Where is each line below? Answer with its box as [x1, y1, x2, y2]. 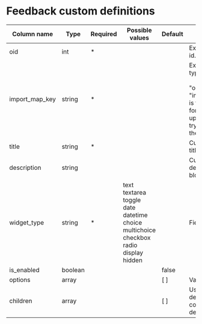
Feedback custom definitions [6, 4, 155, 18]
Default [161, 30, 183, 38]
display [123, 248, 143, 257]
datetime [123, 211, 148, 219]
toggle [123, 196, 141, 204]
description [9, 163, 41, 172]
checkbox [123, 233, 151, 241]
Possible [126, 26, 152, 34]
